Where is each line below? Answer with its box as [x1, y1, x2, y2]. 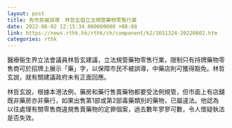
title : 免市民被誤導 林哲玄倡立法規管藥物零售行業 [7, 17, 137, 24]
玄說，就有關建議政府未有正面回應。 [7, 73, 110, 82]
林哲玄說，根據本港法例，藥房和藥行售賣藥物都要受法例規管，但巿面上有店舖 [7, 88, 225, 96]
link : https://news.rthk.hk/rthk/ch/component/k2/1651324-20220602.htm [7, 29, 217, 37]
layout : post [7, 10, 45, 17]
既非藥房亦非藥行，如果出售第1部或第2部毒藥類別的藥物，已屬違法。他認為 [7, 96, 220, 104]
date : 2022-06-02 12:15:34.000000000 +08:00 [7, 23, 137, 30]
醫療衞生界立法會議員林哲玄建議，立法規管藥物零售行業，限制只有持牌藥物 [7, 56, 219, 64]
